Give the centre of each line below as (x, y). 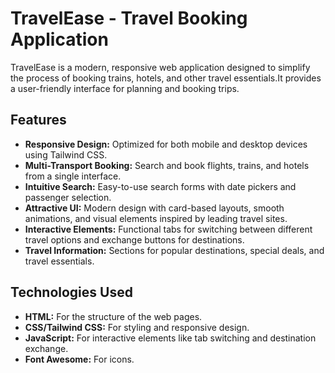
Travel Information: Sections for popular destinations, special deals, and (174, 250)
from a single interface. (73, 176)
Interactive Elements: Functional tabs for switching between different (168, 229)
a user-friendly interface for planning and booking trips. (125, 88)
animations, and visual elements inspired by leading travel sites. (156, 218)
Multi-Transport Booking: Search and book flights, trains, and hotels (167, 165)
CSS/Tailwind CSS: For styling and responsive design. (137, 327)
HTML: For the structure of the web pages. (113, 316)
